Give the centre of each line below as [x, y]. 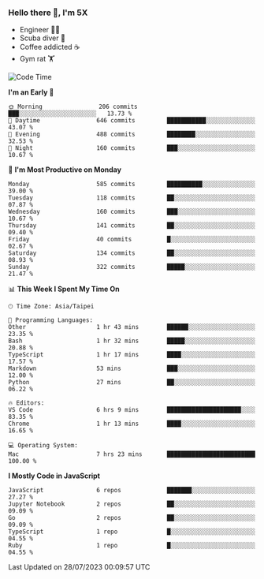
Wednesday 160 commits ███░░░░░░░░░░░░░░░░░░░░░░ [132, 212]
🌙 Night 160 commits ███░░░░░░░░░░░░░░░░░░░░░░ [132, 148]
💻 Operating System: [43, 446]
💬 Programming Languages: [50, 320]
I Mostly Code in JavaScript [54, 476]
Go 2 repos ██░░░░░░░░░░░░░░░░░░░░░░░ [132, 518]
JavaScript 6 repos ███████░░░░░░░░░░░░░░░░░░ [132, 491]
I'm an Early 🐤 [31, 92]
